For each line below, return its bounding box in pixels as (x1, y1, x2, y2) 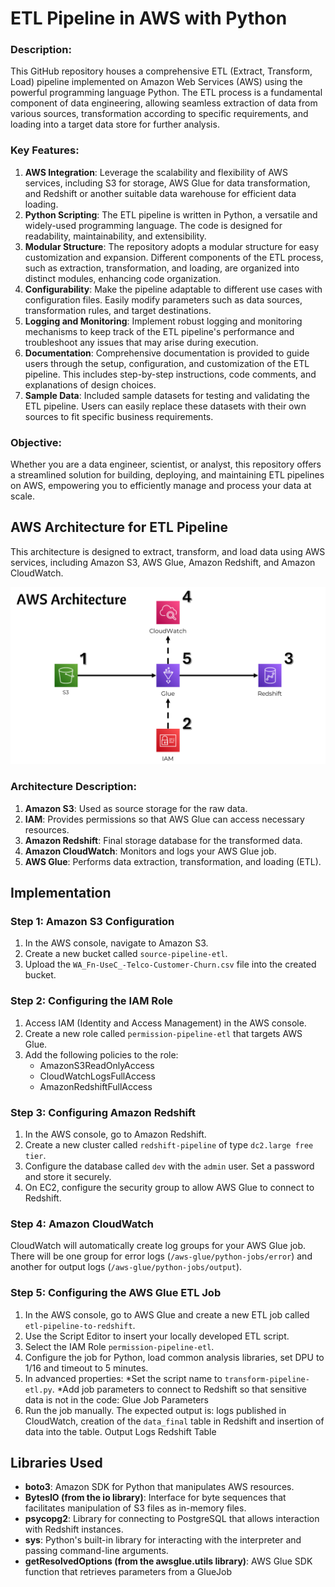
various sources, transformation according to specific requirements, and (10, 108, 309, 120)
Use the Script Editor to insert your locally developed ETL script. (24, 1330, 290, 1342)
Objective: (10, 435, 62, 449)
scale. (10, 490, 35, 502)
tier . (24, 1149, 47, 1161)
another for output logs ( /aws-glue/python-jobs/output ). (10, 1261, 243, 1273)
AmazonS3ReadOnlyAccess (39, 1059, 155, 1071)
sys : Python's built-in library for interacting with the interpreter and (24, 1534, 302, 1546)
